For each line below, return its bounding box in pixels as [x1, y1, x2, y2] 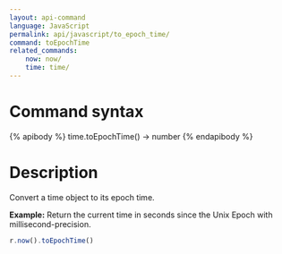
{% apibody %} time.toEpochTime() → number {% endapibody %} [9, 131, 253, 141]
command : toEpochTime [9, 38, 90, 47]
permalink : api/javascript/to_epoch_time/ [9, 30, 170, 38]
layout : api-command [9, 13, 87, 22]
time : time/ [25, 63, 70, 72]
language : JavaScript [9, 21, 90, 30]
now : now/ [25, 55, 63, 63]
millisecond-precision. [9, 218, 91, 229]
